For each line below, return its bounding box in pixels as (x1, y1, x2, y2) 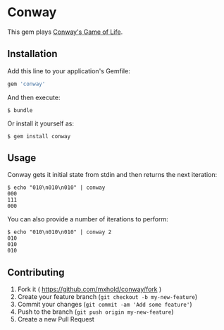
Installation (7, 48, 58, 60)
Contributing (7, 266, 65, 279)
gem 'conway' (7, 80, 46, 87)
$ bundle (7, 106, 33, 114)
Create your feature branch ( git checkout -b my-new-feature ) (17, 293, 198, 301)
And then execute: (7, 93, 61, 102)
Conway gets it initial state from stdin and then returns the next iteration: (7, 171, 218, 179)
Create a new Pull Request (17, 315, 95, 324)
